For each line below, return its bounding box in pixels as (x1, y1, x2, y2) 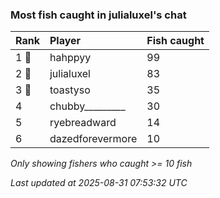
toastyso (49, 83, 91, 97)
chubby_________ (49, 99, 126, 113)
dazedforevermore (49, 132, 138, 146)
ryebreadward (49, 116, 117, 130)
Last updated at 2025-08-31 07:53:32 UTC (10, 177, 188, 189)
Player (49, 34, 82, 48)
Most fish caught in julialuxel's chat (10, 8, 187, 22)
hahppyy (49, 51, 92, 65)
